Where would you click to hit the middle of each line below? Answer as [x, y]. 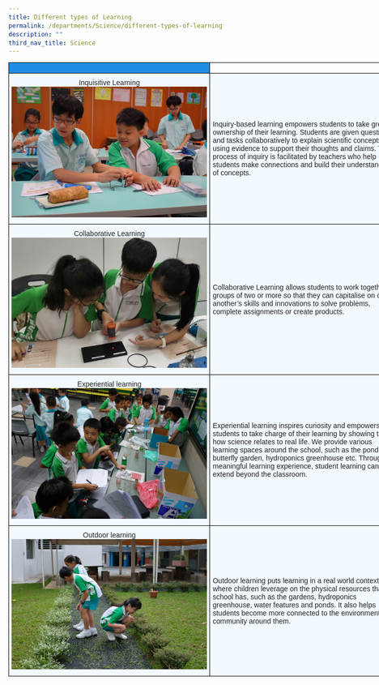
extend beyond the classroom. [260, 475]
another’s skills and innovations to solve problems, [292, 303]
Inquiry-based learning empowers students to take [291, 124]
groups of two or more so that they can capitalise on [294, 295]
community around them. [252, 621]
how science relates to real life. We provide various [292, 442]
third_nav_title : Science [52, 43]
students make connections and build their [279, 165]
